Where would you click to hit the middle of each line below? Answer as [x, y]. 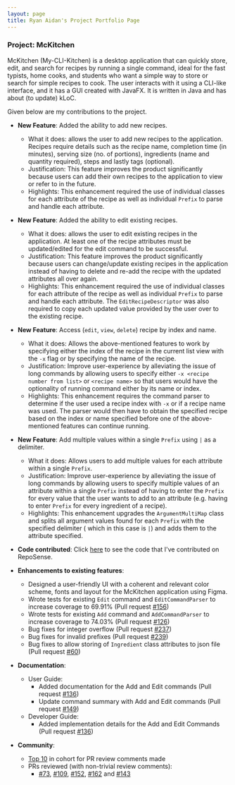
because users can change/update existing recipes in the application [128, 263]
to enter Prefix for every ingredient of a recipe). [97, 506]
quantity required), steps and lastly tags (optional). [101, 161]
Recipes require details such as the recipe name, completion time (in [127, 146]
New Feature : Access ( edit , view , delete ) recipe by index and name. [117, 329]
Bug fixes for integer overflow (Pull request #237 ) [100, 629]
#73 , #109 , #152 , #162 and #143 [84, 774]
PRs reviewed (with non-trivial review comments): [100, 766]
